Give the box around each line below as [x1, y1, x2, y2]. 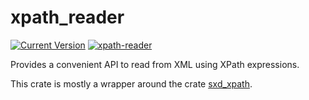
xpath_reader [10, 6, 125, 29]
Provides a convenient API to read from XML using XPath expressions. [10, 58, 300, 70]
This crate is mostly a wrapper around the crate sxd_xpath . [10, 77, 253, 90]
